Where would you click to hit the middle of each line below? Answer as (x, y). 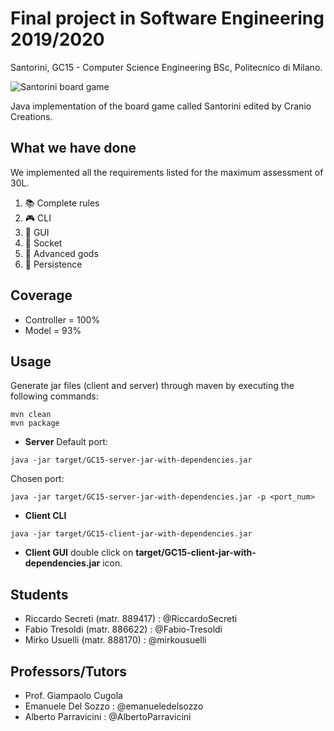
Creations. (31, 116)
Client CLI (45, 516)
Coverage (41, 295)
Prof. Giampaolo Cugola (73, 695)
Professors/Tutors (69, 671)
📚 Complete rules (62, 203)
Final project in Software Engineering (167, 18)
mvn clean (31, 415)
